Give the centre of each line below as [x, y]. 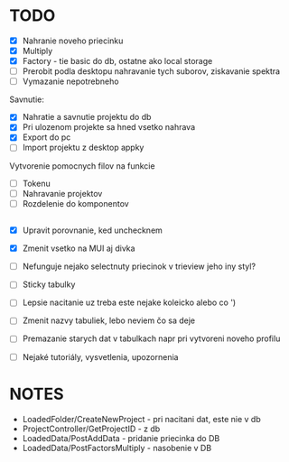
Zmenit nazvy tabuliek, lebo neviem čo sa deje [109, 320]
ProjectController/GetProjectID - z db [91, 429]
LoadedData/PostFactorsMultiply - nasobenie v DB [117, 448]
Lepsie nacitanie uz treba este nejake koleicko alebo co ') [129, 302]
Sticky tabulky [49, 284]
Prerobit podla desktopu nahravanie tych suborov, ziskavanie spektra [151, 71]
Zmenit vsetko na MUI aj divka [79, 248]
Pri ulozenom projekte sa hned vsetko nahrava [109, 127]
